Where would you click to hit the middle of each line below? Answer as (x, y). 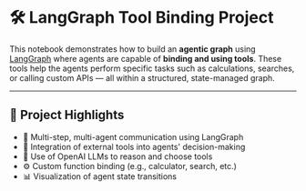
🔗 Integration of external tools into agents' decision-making (134, 146)
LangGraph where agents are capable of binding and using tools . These (146, 58)
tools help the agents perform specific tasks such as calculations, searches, (152, 68)
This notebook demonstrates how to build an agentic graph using (133, 49)
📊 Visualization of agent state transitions (100, 176)
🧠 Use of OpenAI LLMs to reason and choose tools (117, 156)
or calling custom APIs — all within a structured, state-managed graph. (142, 77)
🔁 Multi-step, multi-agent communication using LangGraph (133, 136)
